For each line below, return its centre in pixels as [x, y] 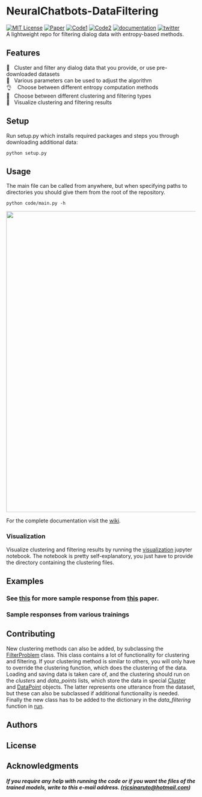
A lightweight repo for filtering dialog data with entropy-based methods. [95, 34]
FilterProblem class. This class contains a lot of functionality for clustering [98, 655]
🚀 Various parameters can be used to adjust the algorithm [79, 80]
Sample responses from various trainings [68, 614]
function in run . [25, 706]
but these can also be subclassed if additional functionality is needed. [93, 693]
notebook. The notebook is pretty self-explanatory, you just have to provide [100, 556]
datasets [49, 74]
